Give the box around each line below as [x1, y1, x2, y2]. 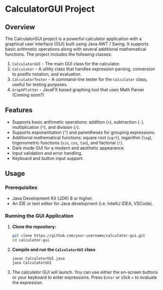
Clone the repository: [12, 224, 56, 229]
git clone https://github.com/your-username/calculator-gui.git [12, 233, 145, 238]
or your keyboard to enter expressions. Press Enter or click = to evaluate [12, 274, 157, 280]
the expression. [12, 280, 43, 286]
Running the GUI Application [5, 212, 74, 219]
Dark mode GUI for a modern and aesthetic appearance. [12, 145, 125, 151]
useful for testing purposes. [12, 82, 68, 87]
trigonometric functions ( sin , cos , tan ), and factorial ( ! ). [12, 140, 124, 145]
